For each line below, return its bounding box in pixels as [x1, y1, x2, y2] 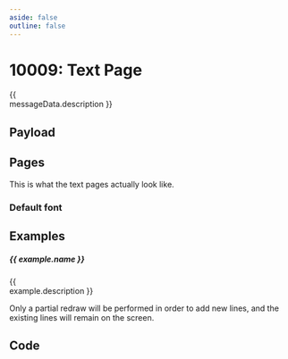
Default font [9, 201, 63, 213]
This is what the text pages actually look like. [9, 179, 174, 189]
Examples [9, 229, 65, 244]
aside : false [9, 13, 58, 22]
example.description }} [9, 285, 94, 296]
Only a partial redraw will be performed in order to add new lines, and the [9, 303, 280, 313]
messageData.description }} [9, 99, 114, 110]
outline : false [9, 21, 66, 30]
